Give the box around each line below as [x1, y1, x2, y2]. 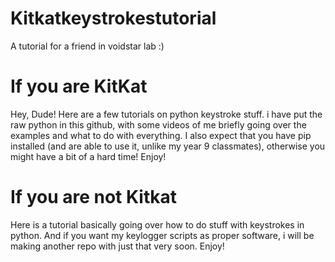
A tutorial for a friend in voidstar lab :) [10, 40, 165, 52]
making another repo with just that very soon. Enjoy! [10, 240, 225, 252]
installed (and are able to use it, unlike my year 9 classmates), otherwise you [10, 140, 326, 152]
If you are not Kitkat [10, 186, 177, 209]
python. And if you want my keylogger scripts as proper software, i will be [10, 229, 315, 241]
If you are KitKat [10, 75, 148, 98]
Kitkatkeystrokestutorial [10, 7, 217, 30]
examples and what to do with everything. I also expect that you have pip [10, 129, 312, 141]
